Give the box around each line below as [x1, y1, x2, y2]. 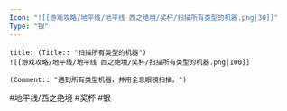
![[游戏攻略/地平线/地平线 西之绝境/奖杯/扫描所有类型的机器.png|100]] [9, 58, 251, 67]
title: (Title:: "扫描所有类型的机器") [9, 48, 147, 57]
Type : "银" [9, 22, 50, 31]
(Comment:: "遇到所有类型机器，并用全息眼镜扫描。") [9, 75, 188, 84]
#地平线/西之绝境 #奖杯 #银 [9, 92, 111, 103]
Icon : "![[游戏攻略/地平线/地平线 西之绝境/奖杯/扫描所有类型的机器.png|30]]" [9, 13, 279, 23]
